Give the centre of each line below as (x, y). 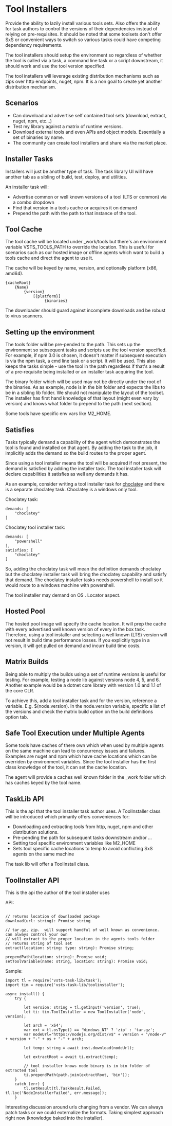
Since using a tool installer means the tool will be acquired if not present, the (86, 463)
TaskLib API (25, 799)
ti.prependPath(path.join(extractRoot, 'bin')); (77, 1075)
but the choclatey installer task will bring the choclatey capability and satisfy (86, 574)
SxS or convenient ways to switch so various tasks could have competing (83, 40)
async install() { (25, 994)
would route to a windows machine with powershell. (60, 585)
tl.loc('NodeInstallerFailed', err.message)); (56, 1093)
